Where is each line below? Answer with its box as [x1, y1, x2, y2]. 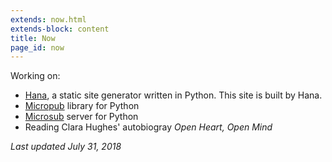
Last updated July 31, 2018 [10, 141, 122, 153]
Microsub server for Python [24, 111, 139, 123]
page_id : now [10, 42, 65, 53]
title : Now [10, 33, 56, 43]
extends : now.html [10, 14, 87, 25]
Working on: [10, 70, 61, 82]
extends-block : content [10, 24, 110, 34]
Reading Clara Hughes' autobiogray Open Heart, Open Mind [24, 121, 273, 133]
